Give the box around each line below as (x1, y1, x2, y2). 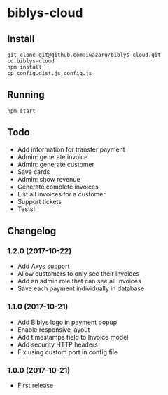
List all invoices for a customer (17, 189, 106, 198)
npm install (7, 64, 42, 71)
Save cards (17, 167, 50, 176)
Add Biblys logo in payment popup (17, 318, 118, 326)
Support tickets (17, 197, 62, 206)
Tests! (17, 205, 36, 213)
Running (7, 89, 45, 101)
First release (17, 381, 54, 389)
